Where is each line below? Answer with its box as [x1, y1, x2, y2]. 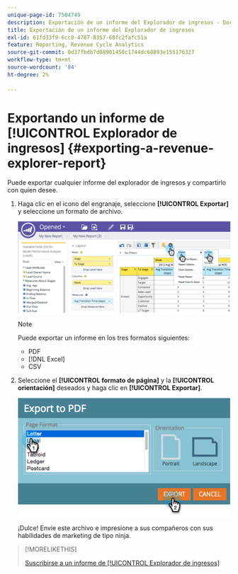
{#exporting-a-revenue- [67, 140, 215, 156]
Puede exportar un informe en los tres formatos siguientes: [17, 333, 190, 343]
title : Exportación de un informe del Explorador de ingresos [7, 26, 195, 33]
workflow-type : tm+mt [7, 57, 72, 64]
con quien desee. [7, 186, 58, 195]
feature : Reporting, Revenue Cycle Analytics [7, 41, 144, 49]
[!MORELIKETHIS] [24, 545, 77, 553]
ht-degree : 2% [7, 71, 50, 78]
